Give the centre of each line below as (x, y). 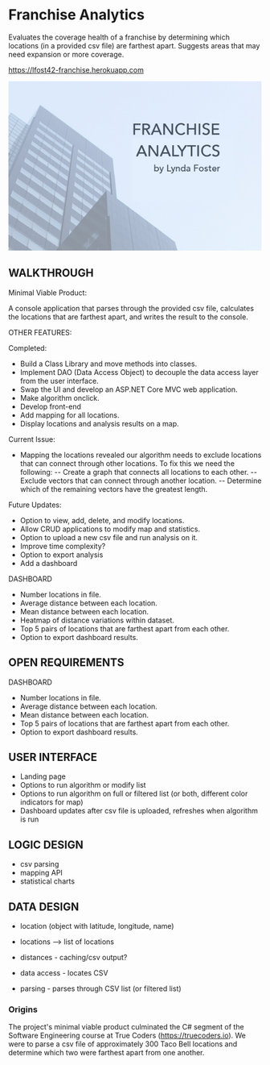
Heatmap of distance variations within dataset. (97, 620)
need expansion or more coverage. (66, 54)
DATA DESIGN (44, 907)
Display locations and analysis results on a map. (99, 423)
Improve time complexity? (63, 546)
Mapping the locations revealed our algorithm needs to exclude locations (141, 455)
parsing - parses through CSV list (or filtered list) (101, 988)
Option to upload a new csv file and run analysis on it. (109, 537)
